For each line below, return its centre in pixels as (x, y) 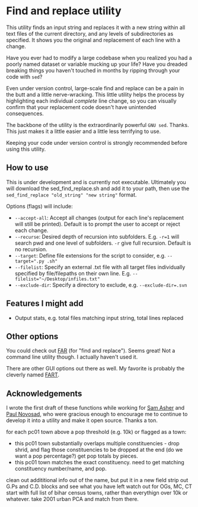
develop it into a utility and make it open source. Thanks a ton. (82, 420)
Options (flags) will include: (39, 206)
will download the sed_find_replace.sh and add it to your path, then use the (98, 188)
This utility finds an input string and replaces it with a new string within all (96, 27)
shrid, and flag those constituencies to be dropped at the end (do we (99, 450)
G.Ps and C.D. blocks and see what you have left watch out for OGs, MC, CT (99, 487)
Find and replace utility (64, 11)
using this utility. (26, 149)
